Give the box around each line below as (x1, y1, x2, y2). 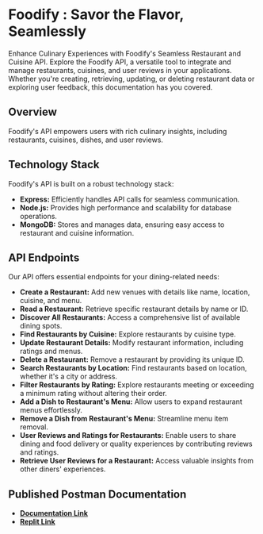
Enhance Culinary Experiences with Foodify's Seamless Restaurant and (8, 48, 242, 58)
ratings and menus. (19, 347, 83, 356)
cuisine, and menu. (19, 296, 82, 305)
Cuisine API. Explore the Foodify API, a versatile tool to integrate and (8, 57, 231, 67)
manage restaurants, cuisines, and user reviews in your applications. (8, 65, 232, 75)
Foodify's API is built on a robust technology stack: (8, 179, 174, 188)
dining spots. (19, 321, 63, 331)
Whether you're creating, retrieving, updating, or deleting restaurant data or (8, 74, 255, 83)
